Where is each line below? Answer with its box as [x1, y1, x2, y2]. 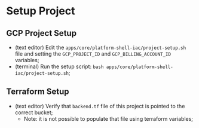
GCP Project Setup [6, 28, 76, 38]
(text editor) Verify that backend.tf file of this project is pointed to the [14, 102, 185, 109]
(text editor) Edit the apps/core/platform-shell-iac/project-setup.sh [14, 44, 186, 51]
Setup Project [6, 4, 76, 18]
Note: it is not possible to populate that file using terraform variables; [23, 115, 193, 122]
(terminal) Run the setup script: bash [14, 63, 104, 70]
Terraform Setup [6, 87, 69, 97]
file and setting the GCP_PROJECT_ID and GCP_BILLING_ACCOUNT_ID [14, 50, 172, 57]
